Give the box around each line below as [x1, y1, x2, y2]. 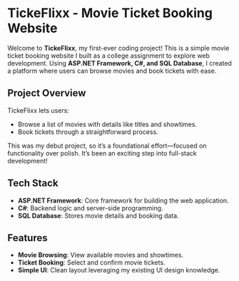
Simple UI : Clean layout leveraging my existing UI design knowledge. [17, 266, 220, 275]
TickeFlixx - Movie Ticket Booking [7, 5, 213, 21]
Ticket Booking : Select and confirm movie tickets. [17, 258, 166, 267]
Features [7, 232, 48, 244]
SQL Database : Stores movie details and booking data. [17, 211, 180, 220]
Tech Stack [7, 177, 59, 190]
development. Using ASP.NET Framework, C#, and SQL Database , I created [7, 58, 232, 67]
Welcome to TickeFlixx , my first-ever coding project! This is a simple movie [7, 44, 230, 52]
